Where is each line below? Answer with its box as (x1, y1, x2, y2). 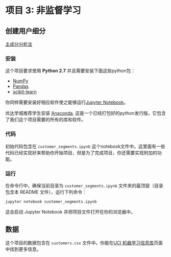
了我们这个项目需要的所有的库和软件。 (5, 116, 86, 123)
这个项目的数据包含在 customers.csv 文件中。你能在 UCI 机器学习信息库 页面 (5, 240, 163, 246)
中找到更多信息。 (5, 246, 41, 252)
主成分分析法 (5, 41, 32, 47)
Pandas (12, 83, 29, 89)
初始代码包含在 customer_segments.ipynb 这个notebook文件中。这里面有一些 (5, 143, 165, 149)
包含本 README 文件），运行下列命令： (5, 189, 87, 195)
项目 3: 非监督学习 (5, 5, 81, 16)
